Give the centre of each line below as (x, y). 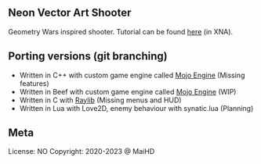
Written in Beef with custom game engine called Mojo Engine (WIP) (128, 91)
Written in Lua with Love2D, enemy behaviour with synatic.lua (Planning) (136, 108)
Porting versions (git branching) (88, 57)
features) (34, 83)
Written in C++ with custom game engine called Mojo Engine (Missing (132, 75)
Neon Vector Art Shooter (70, 13)
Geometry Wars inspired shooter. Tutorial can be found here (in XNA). (121, 31)
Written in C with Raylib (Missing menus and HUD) (100, 100)
